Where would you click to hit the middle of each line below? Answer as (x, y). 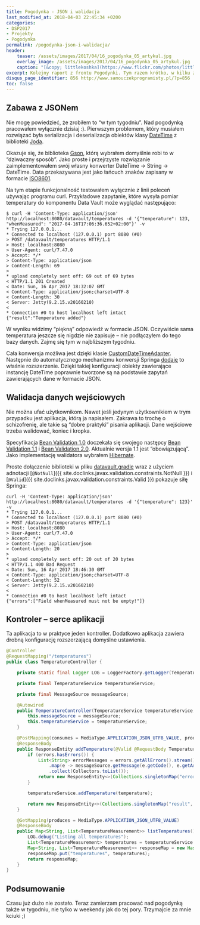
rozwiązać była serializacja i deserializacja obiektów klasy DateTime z (92, 135)
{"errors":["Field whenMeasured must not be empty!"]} (76, 601)
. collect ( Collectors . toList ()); (89, 771)
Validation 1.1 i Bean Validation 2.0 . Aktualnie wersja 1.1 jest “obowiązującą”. (98, 449)
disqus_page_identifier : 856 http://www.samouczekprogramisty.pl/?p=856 (98, 78)
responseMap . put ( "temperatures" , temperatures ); (89, 853)
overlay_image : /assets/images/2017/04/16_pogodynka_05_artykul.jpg (104, 61)
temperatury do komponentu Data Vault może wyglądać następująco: (91, 202)
